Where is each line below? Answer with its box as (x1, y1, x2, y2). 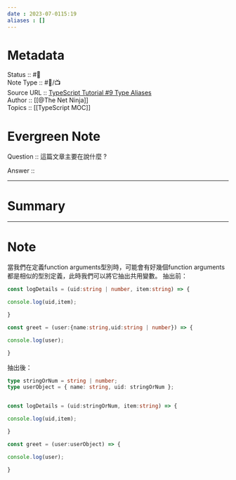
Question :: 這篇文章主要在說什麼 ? (7, 152, 107, 161)
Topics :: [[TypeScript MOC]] (7, 104, 91, 112)
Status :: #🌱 (7, 70, 41, 79)
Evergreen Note (7, 128, 100, 144)
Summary (7, 198, 65, 214)
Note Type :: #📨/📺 (7, 78, 61, 87)
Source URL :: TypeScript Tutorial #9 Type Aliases (7, 89, 152, 97)
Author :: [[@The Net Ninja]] (7, 96, 89, 104)
